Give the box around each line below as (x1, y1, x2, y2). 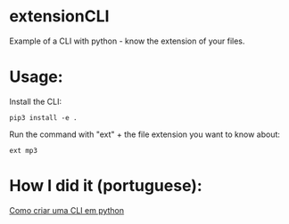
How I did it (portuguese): (9, 176, 202, 196)
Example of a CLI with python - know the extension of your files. (9, 36, 245, 46)
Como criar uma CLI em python (9, 204, 125, 215)
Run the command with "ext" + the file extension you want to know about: (9, 129, 281, 140)
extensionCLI (9, 6, 110, 27)
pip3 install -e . (9, 113, 78, 122)
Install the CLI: (9, 96, 62, 107)
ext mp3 (9, 146, 38, 155)
